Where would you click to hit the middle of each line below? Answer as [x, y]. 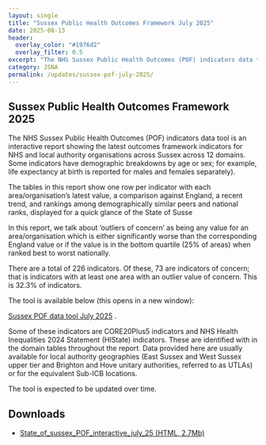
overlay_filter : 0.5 [49, 52]
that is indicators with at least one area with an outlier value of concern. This [133, 277]
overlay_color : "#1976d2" [58, 45]
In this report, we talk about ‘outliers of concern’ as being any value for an [129, 228]
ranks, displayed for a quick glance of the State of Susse [101, 213]
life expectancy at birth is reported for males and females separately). [122, 172]
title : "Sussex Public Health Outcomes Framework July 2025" [111, 23]
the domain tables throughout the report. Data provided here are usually [125, 348]
